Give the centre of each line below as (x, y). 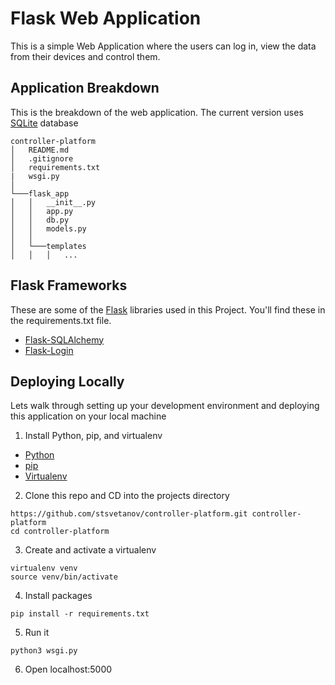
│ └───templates (48, 246)
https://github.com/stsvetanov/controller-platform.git (129, 514)
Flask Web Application (106, 18)
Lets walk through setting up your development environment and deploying (165, 406)
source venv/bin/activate (64, 577)
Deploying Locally (67, 381)
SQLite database (44, 123)
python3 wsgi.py (44, 651)
